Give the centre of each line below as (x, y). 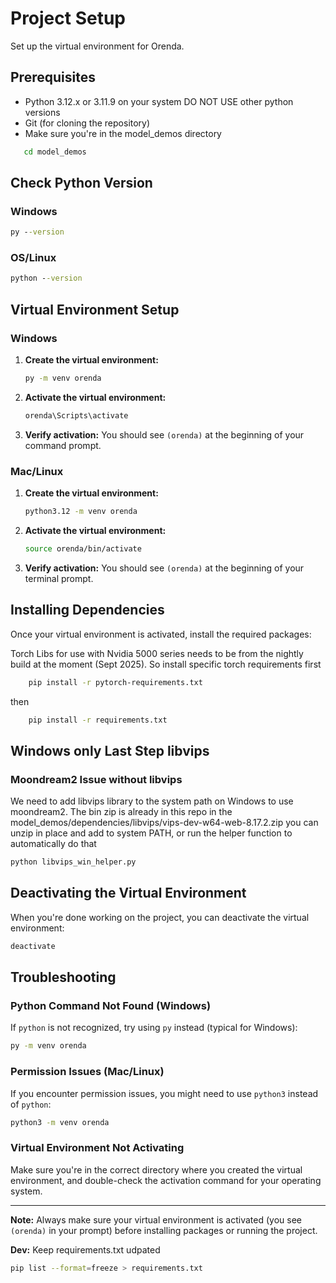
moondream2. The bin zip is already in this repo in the (121, 812)
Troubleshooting (63, 977)
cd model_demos (55, 152)
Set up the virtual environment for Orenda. (97, 46)
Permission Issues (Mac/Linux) (87, 1072)
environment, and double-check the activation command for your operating (166, 1180)
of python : (31, 1104)
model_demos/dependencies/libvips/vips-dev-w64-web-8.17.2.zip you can (164, 823)
